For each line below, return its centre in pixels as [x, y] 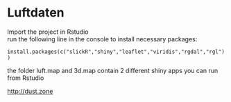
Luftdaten [36, 13]
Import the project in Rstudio [48, 32]
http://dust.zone [30, 91]
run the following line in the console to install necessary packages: [102, 39]
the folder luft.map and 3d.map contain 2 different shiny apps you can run [113, 70]
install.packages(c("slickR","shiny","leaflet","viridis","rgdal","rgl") [116, 52]
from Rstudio [26, 78]
